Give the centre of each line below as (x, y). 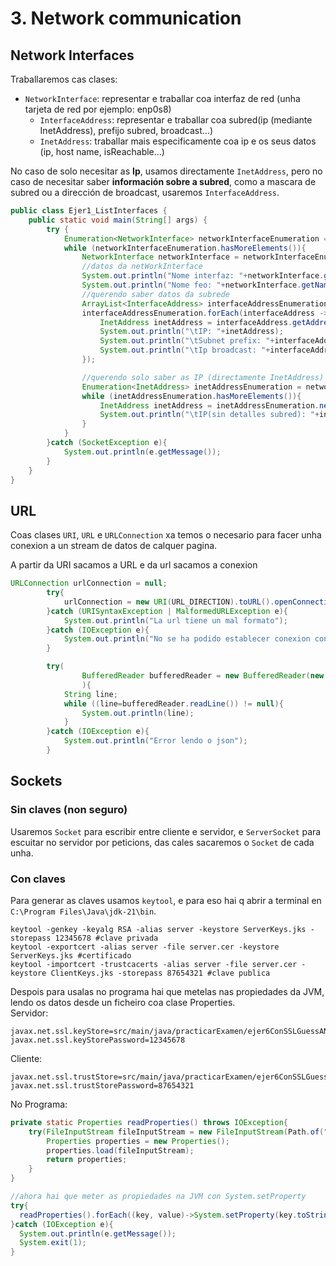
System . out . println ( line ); (138, 713)
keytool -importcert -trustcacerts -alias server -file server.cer (154, 964)
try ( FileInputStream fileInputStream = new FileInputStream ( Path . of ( (176, 1132)
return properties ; (87, 1160)
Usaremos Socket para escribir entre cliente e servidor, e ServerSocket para (166, 831)
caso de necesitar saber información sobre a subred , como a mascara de (163, 181)
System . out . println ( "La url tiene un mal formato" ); (175, 620)
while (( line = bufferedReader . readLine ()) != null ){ (173, 703)
